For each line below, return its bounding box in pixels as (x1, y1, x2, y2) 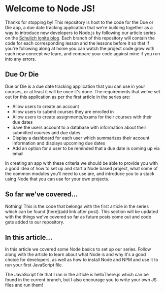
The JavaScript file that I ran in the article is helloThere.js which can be (5, 272, 149, 278)
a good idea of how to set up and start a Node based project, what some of (5, 165, 158, 171)
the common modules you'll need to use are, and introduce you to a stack (5, 171, 155, 177)
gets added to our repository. (5, 219, 65, 225)
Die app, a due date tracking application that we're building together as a (5, 24, 153, 30)
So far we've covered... (5, 190, 78, 199)
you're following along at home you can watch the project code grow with (5, 45, 155, 51)
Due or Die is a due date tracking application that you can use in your (5, 83, 145, 89)
